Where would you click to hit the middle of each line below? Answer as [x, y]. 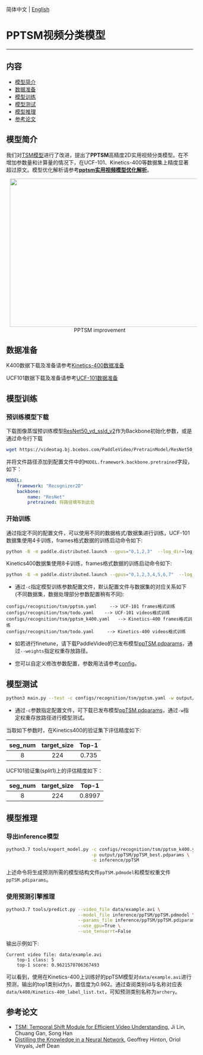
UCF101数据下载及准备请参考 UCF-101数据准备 [62, 378]
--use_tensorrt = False [105, 932]
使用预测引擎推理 [31, 897]
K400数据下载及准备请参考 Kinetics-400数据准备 [65, 366]
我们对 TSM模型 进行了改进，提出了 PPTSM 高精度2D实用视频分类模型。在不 [97, 155]
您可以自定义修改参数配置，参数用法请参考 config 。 [77, 663]
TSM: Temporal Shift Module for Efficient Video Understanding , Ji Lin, [100, 1027]
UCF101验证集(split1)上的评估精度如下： [55, 771]
